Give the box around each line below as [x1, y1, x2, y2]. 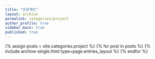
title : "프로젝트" [5, 7, 39, 12]
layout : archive [5, 12, 38, 17]
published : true [5, 30, 38, 35]
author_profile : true [5, 20, 49, 26]
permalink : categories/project [5, 16, 69, 21]
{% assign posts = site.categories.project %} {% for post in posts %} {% [5, 43, 151, 49]
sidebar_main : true [5, 25, 45, 30]
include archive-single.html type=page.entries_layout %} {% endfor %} [5, 48, 148, 54]
